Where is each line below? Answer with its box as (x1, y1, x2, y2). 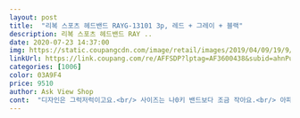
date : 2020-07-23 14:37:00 (9, 37, 110, 47)
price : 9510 (9, 79, 54, 88)
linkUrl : (9, 54, 42, 63)
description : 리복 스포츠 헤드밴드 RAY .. (9, 29, 153, 38)
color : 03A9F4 (9, 71, 62, 80)
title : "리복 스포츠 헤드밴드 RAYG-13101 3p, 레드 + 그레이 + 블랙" (9, 21, 244, 30)
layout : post (9, 12, 58, 22)
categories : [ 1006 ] (9, 63, 82, 72)
